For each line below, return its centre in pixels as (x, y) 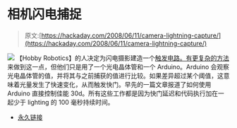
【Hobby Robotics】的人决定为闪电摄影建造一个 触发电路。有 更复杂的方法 (122, 58)
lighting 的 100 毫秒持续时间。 (71, 102)
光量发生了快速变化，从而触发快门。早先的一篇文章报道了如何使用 (115, 84)
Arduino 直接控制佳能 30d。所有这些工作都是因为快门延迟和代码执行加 (110, 93)
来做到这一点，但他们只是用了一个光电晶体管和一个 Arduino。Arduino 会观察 (119, 66)
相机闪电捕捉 (45, 14)
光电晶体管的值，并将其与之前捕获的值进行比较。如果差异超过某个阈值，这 (115, 76)
